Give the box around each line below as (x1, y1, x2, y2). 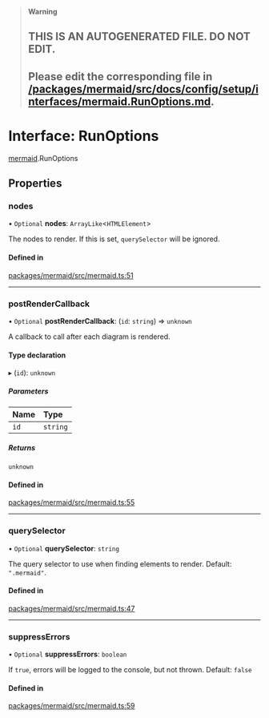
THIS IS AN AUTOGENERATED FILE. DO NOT (27, 30, 251, 43)
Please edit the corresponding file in (27, 70, 213, 83)
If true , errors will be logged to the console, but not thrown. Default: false (8, 665, 252, 675)
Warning (27, 7, 58, 16)
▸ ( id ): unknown (8, 368, 56, 377)
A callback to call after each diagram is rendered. (8, 332, 171, 341)
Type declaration (8, 350, 66, 360)
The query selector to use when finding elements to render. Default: (8, 559, 232, 568)
